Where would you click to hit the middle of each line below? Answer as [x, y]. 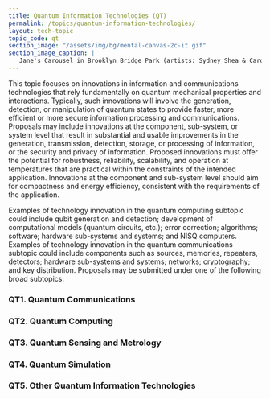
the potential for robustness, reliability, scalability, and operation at [119, 160]
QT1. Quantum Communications [72, 299]
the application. [34, 195]
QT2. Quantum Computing [61, 321]
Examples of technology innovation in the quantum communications [121, 244]
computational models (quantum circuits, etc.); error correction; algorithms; [133, 227]
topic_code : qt [34, 38]
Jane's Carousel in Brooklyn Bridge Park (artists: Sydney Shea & [133, 61]
